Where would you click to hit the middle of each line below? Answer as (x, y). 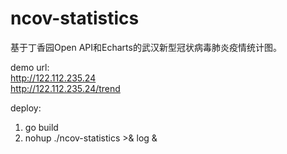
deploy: (26, 108)
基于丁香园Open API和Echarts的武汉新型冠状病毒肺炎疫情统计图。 (146, 47)
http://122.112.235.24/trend (65, 88)
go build (41, 127)
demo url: (30, 67)
